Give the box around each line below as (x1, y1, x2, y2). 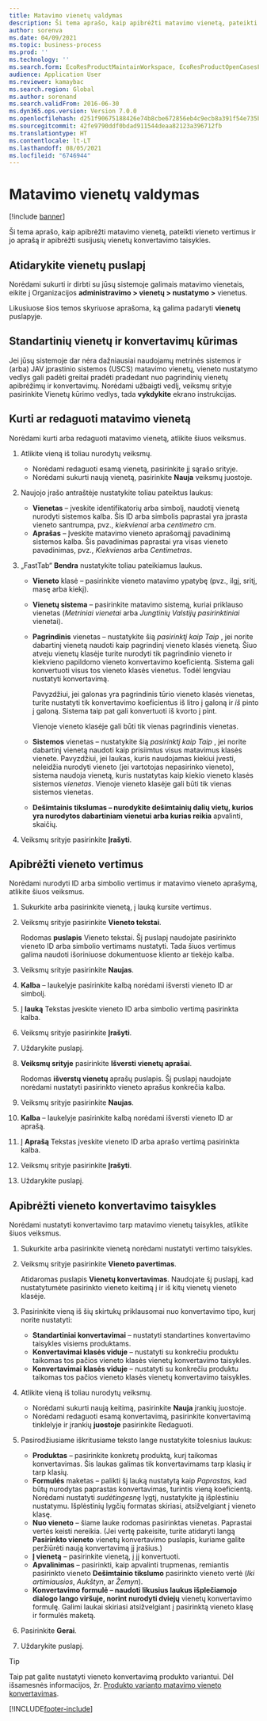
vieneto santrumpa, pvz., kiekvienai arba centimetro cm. (32, 520, 216, 529)
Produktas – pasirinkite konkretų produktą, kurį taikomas (32, 1451, 218, 1460)
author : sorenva (9, 26, 63, 34)
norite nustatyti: (20, 1315, 73, 1325)
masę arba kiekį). (32, 584, 90, 594)
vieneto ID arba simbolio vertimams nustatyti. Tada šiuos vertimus (20, 942, 236, 951)
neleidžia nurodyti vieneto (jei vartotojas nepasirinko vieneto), (32, 762, 235, 771)
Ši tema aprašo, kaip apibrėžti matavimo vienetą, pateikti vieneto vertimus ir (9, 227, 256, 237)
